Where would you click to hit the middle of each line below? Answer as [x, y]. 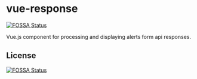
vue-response [42, 9]
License [21, 56]
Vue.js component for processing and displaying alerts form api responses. [98, 37]
